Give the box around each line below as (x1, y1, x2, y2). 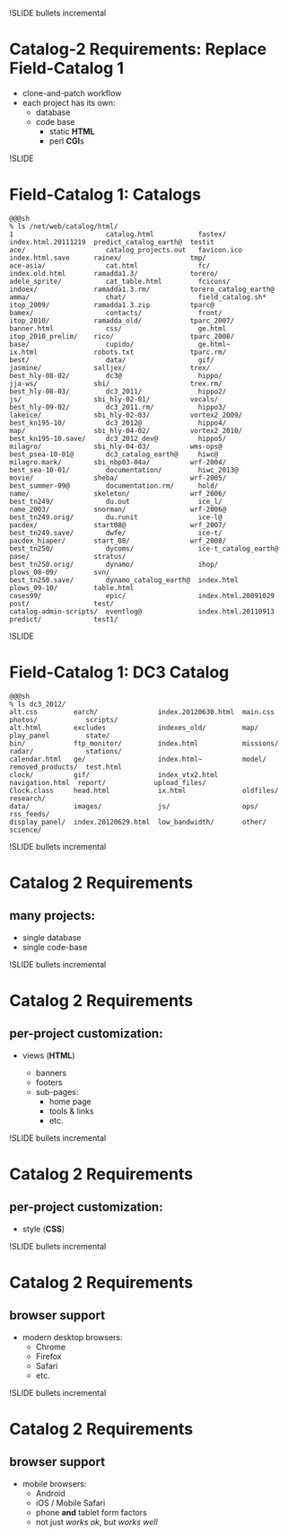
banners (35, 1067, 67, 1078)
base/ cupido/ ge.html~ (9, 340, 231, 349)
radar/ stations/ (9, 746, 123, 755)
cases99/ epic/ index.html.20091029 (9, 591, 275, 600)
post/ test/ (9, 599, 115, 608)
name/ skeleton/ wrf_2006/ (9, 489, 227, 498)
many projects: (9, 908, 96, 923)
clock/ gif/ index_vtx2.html (9, 770, 219, 780)
